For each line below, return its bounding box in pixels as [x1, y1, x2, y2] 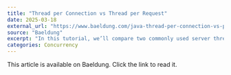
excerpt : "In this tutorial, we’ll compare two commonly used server [7, 35, 211, 42]
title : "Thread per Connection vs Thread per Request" [7, 10, 168, 17]
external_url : [7, 22, 48, 29]
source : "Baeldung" [7, 29, 63, 36]
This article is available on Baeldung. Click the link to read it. [7, 61, 177, 68]
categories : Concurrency [7, 42, 78, 48]
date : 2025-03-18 [7, 16, 57, 23]
